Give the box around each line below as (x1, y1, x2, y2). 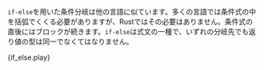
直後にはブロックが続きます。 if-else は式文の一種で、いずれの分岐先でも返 (7, 27, 257, 36)
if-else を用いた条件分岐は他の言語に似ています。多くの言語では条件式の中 (7, 7, 257, 16)
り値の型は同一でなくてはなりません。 (7, 37, 134, 46)
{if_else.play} (7, 52, 51, 62)
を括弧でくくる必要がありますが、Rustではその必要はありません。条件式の (7, 17, 254, 26)
